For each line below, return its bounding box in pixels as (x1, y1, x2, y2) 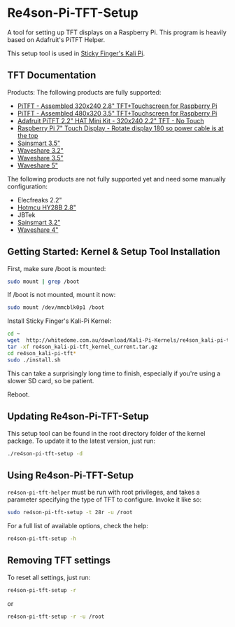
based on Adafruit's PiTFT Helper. (7, 35, 106, 43)
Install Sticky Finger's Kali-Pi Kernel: (7, 317, 112, 325)
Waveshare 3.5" (17, 153, 64, 162)
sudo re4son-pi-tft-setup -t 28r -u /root (7, 509, 133, 516)
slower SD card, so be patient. (7, 376, 94, 385)
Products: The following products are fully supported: (7, 88, 162, 96)
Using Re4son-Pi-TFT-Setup (7, 469, 134, 481)
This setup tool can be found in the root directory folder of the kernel (7, 429, 206, 437)
